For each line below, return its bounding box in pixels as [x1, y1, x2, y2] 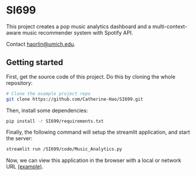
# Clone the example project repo [6, 90, 91, 97]
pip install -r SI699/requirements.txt [6, 118, 104, 124]
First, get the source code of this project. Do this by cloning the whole [6, 73, 175, 80]
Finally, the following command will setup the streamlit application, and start [6, 128, 190, 136]
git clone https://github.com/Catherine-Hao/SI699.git [6, 96, 144, 102]
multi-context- [152, 23, 187, 30]
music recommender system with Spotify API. [22, 29, 134, 36]
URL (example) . [6, 163, 44, 170]
